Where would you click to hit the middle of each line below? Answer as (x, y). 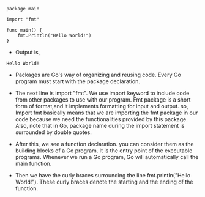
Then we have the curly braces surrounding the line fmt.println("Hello (103, 175)
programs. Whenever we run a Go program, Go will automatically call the (107, 157)
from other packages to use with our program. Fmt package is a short (103, 100)
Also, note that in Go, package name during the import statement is (100, 126)
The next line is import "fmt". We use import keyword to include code (102, 93)
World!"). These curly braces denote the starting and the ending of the (104, 182)
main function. (33, 163)
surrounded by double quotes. (53, 132)
